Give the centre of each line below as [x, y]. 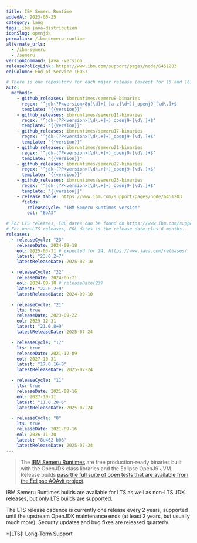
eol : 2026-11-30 [37, 435]
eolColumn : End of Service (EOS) [47, 72]
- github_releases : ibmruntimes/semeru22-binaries [80, 164]
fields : [31, 202]
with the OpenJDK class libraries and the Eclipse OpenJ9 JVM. [96, 468]
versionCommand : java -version [44, 60]
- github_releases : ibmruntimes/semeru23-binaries [80, 180]
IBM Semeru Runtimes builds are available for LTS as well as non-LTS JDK [96, 492]
